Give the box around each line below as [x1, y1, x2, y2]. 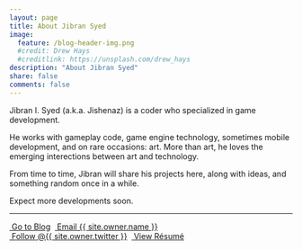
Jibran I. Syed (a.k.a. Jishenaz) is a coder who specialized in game [9, 104, 256, 115]
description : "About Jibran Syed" [9, 64, 139, 73]
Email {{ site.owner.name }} [57, 221, 159, 232]
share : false [9, 72, 58, 81]
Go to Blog [11, 221, 51, 232]
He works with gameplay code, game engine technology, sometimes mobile [9, 131, 290, 142]
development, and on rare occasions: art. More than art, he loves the [9, 141, 263, 152]
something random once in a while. [9, 177, 139, 189]
